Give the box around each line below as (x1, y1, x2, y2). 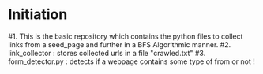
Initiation (8, 6, 68, 24)
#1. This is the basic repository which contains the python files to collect (8, 31, 243, 41)
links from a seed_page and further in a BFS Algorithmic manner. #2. (8, 39, 231, 49)
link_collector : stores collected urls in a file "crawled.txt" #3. (8, 48, 206, 57)
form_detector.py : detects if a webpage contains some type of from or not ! (8, 57, 255, 66)
